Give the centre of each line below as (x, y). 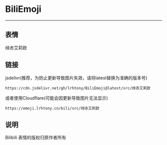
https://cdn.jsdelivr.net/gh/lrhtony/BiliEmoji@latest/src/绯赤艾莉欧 (78, 88)
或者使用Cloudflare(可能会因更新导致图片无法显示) (57, 98)
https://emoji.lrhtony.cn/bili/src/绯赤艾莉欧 (52, 108)
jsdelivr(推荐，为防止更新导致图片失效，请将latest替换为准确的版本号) (76, 77)
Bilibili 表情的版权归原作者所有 (36, 138)
